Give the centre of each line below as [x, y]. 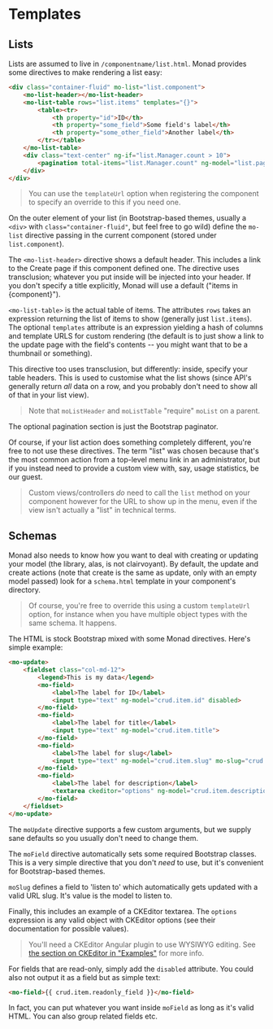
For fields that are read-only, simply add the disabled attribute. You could [131, 969]
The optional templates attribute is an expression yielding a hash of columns [136, 327]
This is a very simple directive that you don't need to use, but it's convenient [136, 862]
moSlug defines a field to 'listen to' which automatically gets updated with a [133, 887]
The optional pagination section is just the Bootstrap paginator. [113, 427]
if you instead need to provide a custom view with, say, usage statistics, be [134, 468]
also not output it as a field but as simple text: [84, 977]
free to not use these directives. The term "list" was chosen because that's [134, 451]
